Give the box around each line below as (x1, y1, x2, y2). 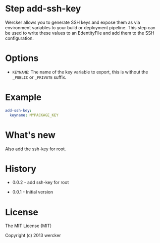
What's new (5, 129, 56, 140)
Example (5, 92, 42, 103)
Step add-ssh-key (5, 3, 81, 14)
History (5, 163, 37, 174)
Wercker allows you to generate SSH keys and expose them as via (5, 19, 140, 25)
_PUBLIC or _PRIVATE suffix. (12, 74, 67, 80)
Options (5, 53, 39, 64)
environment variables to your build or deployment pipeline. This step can (5, 24, 156, 30)
